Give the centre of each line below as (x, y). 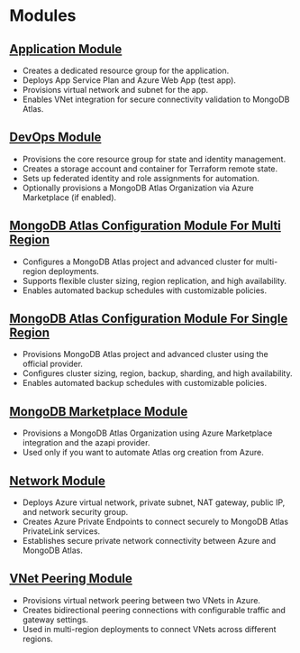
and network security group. (75, 512)
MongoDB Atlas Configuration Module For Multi (145, 226)
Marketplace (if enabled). (69, 197)
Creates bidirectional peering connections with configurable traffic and (154, 610)
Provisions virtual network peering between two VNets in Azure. (141, 600)
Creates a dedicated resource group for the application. (126, 70)
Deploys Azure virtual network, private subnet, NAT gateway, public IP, (154, 502)
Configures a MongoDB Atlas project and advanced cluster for (138, 262)
